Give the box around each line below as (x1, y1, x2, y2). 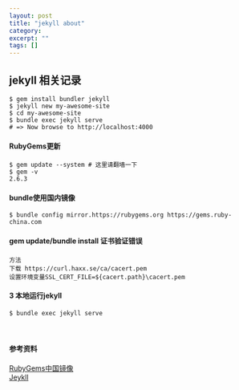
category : (9, 26, 43, 35)
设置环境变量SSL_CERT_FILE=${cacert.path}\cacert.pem (9, 273, 185, 281)
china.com (9, 218, 43, 226)
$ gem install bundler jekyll (9, 95, 111, 103)
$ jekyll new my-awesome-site (9, 102, 111, 110)
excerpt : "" (9, 34, 49, 43)
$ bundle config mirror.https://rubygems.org (9, 211, 164, 219)
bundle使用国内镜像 (9, 193, 75, 202)
